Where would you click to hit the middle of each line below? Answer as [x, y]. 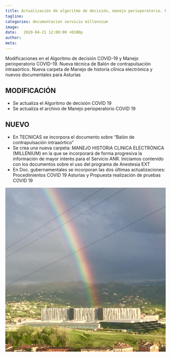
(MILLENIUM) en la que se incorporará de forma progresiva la [77, 153]
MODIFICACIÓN [31, 91]
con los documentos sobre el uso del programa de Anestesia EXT [81, 164]
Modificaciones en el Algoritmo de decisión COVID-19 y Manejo [72, 58]
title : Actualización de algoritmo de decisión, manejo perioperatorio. [84, 11]
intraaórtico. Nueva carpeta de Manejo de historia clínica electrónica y [79, 69]
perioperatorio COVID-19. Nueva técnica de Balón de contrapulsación [78, 63]
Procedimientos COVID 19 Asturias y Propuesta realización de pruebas [87, 175]
